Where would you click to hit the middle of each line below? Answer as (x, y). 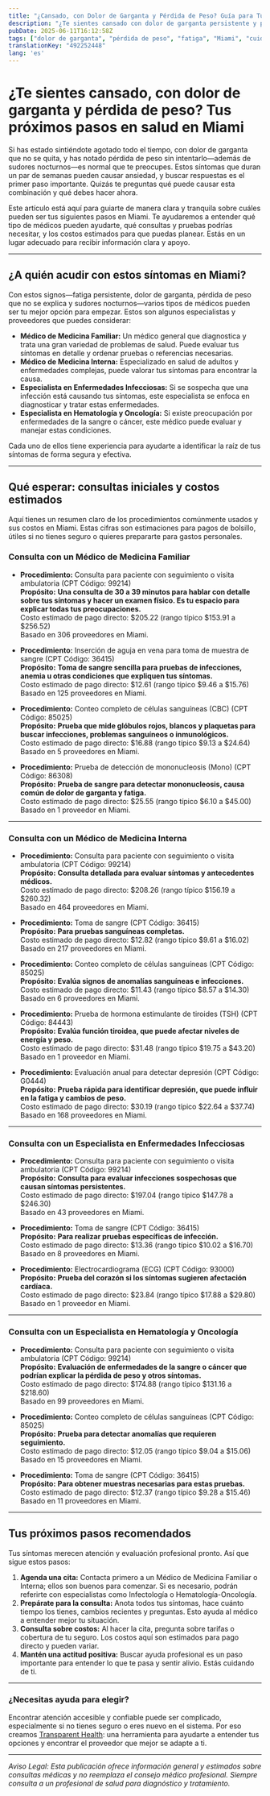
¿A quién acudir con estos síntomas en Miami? (127, 275)
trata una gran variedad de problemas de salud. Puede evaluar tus (129, 344)
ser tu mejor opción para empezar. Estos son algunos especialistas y (122, 312)
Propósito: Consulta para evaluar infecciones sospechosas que (128, 1178)
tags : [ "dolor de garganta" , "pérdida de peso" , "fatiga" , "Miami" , (125, 38)
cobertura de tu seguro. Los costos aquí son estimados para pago (129, 1637)
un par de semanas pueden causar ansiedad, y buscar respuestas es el (127, 175)
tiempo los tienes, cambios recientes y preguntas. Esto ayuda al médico (139, 1611)
